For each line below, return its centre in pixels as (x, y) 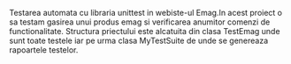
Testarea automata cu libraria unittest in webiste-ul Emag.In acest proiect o (146, 13)
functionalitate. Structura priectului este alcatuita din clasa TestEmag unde (145, 31)
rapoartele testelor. (44, 50)
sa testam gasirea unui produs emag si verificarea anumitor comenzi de (140, 22)
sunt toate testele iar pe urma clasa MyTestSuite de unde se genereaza (139, 40)
